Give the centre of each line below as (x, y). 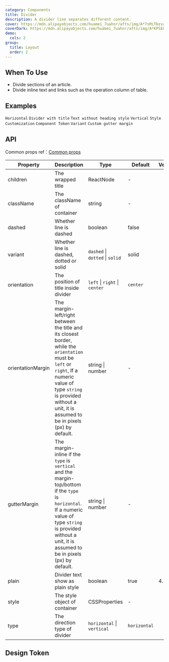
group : (12, 43)
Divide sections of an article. (42, 85)
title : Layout (24, 47)
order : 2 (19, 52)
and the (64, 472)
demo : (11, 33)
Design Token (27, 653)
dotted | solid (104, 258)
